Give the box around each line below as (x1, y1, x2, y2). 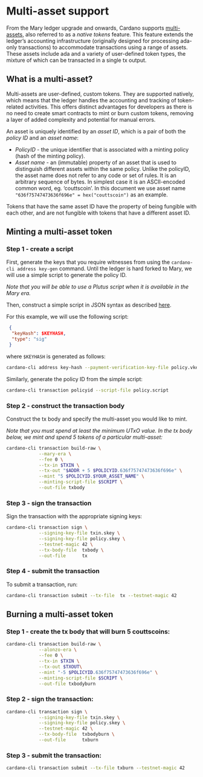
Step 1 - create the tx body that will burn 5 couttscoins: (6, 627, 170, 636)
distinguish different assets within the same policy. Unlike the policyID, (14, 165, 190, 172)
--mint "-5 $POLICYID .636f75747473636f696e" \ (38, 669, 158, 675)
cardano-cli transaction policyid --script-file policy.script (6, 387, 169, 393)
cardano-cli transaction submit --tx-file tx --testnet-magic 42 (6, 592, 177, 598)
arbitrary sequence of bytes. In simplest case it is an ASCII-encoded (14, 178, 185, 185)
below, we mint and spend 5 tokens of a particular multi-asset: (6, 433, 163, 441)
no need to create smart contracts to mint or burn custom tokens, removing (6, 109, 194, 116)
